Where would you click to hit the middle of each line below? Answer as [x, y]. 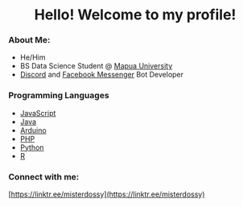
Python [32, 147]
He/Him [33, 57]
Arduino [33, 130]
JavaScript [38, 113]
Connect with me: [44, 176]
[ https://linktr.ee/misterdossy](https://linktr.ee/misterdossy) [107, 194]
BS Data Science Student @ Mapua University [96, 66]
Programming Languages [59, 96]
